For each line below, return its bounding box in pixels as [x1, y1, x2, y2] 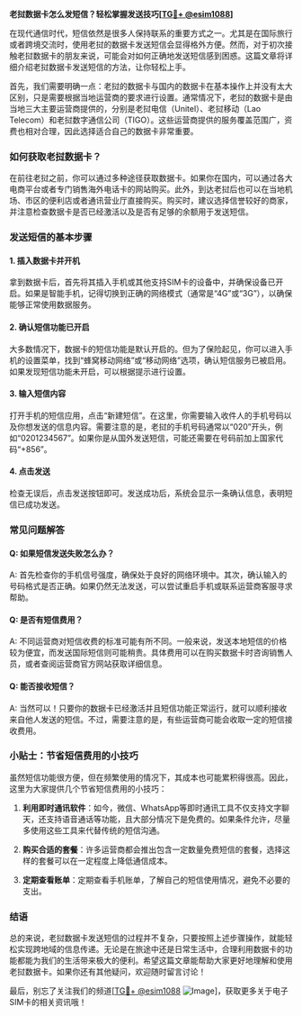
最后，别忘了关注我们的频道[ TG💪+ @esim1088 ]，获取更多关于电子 [9, 985, 289, 996]
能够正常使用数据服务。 [9, 299, 96, 310]
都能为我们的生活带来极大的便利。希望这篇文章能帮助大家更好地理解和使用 [16, 955, 293, 966]
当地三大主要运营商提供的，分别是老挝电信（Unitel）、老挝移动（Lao [9, 104, 262, 113]
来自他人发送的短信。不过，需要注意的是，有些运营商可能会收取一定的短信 [9, 713, 285, 724]
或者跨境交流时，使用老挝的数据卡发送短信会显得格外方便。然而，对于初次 [9, 40, 285, 50]
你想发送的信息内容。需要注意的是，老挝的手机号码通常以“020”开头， [16, 421, 276, 431]
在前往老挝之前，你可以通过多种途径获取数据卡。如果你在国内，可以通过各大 [9, 173, 293, 184]
